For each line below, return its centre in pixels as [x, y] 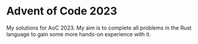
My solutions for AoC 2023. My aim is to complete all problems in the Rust [99, 28]
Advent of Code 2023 [62, 11]
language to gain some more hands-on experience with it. [79, 34]
